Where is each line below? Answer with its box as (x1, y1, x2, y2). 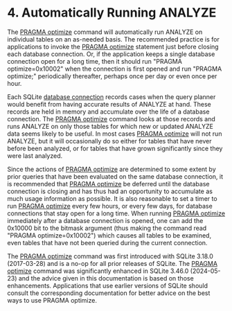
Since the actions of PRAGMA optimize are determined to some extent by (7, 165, 216, 173)
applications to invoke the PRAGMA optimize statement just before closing (7, 42, 220, 51)
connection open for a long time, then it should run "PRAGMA (7, 57, 182, 65)
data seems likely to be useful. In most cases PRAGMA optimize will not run (7, 130, 222, 138)
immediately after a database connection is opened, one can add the (7, 216, 204, 224)
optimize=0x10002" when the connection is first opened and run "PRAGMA (7, 64, 222, 73)
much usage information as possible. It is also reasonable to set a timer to (7, 194, 217, 202)
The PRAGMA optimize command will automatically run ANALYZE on (7, 28, 203, 36)
